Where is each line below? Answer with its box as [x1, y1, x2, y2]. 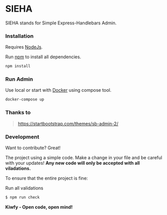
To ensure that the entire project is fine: [5, 175, 88, 181]
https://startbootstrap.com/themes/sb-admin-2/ [17, 120, 119, 127]
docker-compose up [5, 97, 44, 102]
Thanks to [5, 109, 31, 116]
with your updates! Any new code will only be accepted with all [5, 160, 140, 166]
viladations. [5, 165, 31, 171]
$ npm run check [5, 195, 40, 200]
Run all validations [5, 185, 43, 191]
